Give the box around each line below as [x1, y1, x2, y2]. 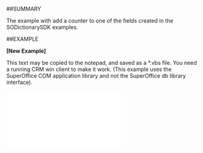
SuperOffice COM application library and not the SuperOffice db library [6, 72, 186, 79]
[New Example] [6, 47, 46, 54]
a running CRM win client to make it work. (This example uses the [6, 65, 172, 73]
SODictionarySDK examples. [6, 24, 79, 31]
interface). [6, 79, 33, 86]
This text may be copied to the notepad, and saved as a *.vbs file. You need [6, 59, 197, 66]
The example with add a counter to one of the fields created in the [6, 17, 174, 24]
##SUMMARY [6, 6, 42, 12]
